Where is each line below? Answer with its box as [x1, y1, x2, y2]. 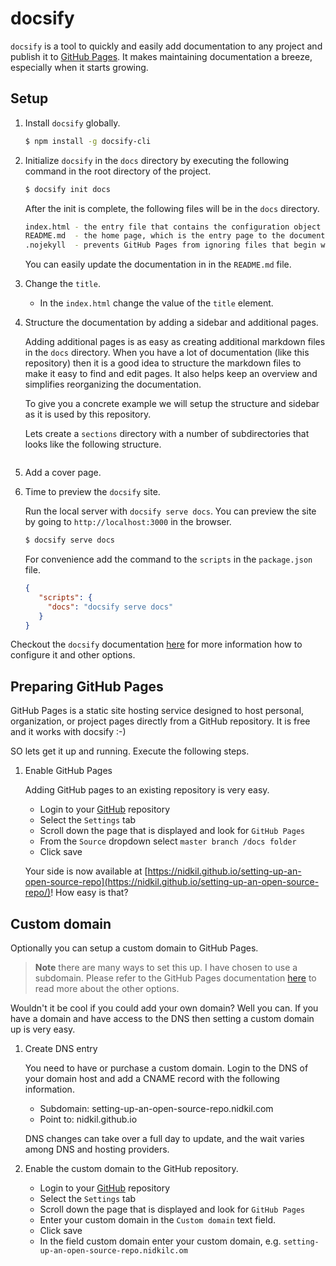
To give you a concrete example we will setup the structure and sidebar [24, 398, 320, 410]
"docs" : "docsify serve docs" [47, 602, 174, 612]
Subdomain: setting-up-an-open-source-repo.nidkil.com [39, 1103, 274, 1114]
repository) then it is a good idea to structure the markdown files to [24, 357, 302, 369]
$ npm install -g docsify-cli [24, 136, 152, 146]
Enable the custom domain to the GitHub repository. [24, 1163, 239, 1174]
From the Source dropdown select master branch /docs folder [39, 835, 297, 847]
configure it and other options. [10, 649, 136, 661]
